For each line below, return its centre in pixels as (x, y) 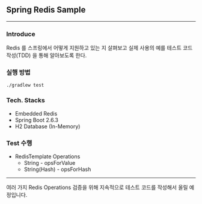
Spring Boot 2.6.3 (37, 120)
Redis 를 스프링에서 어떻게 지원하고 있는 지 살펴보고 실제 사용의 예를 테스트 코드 (99, 48)
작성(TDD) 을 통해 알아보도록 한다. (47, 55)
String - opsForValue (50, 163)
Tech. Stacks (26, 100)
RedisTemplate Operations (47, 156)
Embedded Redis (36, 113)
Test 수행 (19, 143)
